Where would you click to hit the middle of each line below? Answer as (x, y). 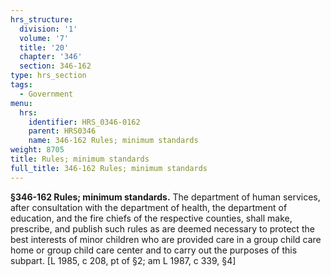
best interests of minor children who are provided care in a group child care (166, 239)
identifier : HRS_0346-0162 (84, 122)
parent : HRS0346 (62, 131)
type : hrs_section (48, 76)
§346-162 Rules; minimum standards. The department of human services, (165, 197)
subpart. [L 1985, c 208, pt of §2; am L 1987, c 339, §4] (123, 260)
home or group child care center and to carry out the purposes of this (154, 250)
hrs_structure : (42, 19)
